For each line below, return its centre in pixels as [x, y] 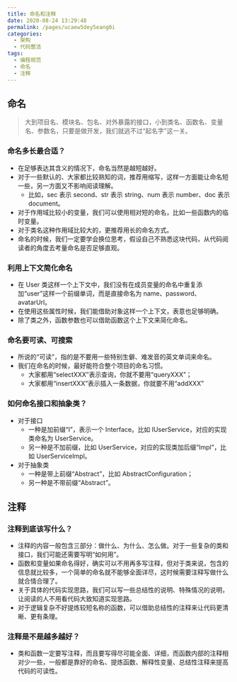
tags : [15, 54]
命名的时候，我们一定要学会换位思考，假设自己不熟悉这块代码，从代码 [120, 239]
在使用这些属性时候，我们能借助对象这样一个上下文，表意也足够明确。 [120, 311]
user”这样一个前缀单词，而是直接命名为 [84, 293]
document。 [46, 203]
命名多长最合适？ [36, 151]
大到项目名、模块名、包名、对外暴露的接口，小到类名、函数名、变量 [124, 122]
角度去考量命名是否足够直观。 [80, 247]
